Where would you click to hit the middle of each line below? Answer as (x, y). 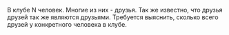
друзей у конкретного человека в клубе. (67, 24)
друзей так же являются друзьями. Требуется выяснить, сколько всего (113, 17)
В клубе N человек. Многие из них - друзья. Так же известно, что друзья (115, 10)
